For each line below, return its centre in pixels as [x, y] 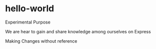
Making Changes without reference [41, 41]
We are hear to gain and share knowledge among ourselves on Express [78, 31]
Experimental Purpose [28, 22]
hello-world [30, 9]
